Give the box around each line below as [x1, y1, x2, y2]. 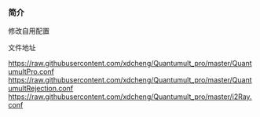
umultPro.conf [8, 67, 55, 76]
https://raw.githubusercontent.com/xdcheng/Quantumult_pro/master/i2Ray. [8, 92, 253, 101]
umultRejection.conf [8, 84, 74, 93]
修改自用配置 [8, 26, 49, 36]
